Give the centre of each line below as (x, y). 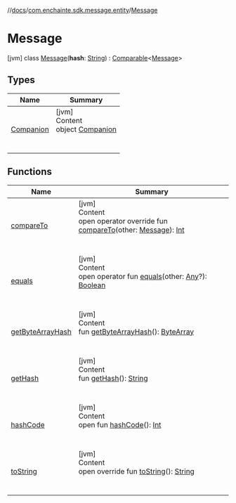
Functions (30, 172)
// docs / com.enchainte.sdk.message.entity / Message (83, 10)
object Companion (86, 129)
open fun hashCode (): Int (120, 424)
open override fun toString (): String (136, 471)
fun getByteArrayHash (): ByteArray (136, 332)
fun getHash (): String (113, 378)
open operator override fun (123, 221)
